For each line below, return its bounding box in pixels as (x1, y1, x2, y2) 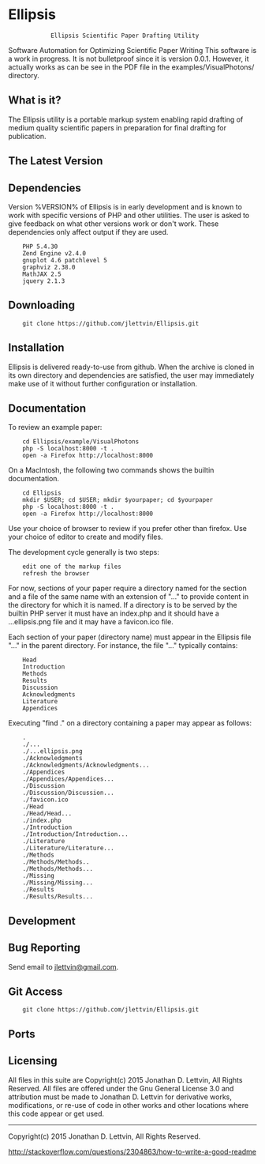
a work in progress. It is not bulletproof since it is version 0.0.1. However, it (8, 54, 249, 63)
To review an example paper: (8, 423, 103, 432)
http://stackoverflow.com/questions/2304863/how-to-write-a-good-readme (8, 1147, 256, 1156)
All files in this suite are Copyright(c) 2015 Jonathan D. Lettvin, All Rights (8, 1075, 243, 1084)
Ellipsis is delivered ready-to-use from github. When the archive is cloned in (8, 362, 255, 371)
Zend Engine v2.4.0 (22, 249, 87, 258)
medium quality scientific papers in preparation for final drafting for (8, 122, 227, 132)
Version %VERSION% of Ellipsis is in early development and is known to (8, 202, 243, 211)
